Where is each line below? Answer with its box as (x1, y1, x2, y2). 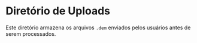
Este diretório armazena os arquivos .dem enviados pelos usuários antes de (5, 24, 191, 31)
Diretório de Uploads (5, 4, 111, 18)
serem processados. (5, 30, 56, 37)
